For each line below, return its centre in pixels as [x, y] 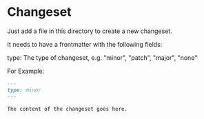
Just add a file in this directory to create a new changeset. [90, 31]
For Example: [26, 71]
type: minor [24, 90]
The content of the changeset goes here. [68, 109]
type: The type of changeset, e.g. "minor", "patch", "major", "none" [102, 57]
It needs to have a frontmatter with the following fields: [85, 44]
